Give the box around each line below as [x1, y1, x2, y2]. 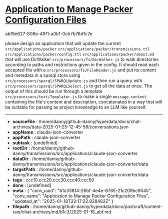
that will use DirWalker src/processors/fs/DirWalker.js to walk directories [5, 56, 159, 62]
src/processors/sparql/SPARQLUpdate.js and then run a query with [5, 77, 142, 83]
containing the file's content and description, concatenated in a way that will [5, 98, 162, 104]
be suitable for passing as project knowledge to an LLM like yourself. [5, 104, 147, 110]
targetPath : [12, 166, 38, 172]
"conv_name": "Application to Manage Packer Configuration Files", [12, 192, 149, 198]
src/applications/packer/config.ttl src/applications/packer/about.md [5, 51, 154, 57]
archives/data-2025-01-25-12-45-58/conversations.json [12, 123, 129, 129]
